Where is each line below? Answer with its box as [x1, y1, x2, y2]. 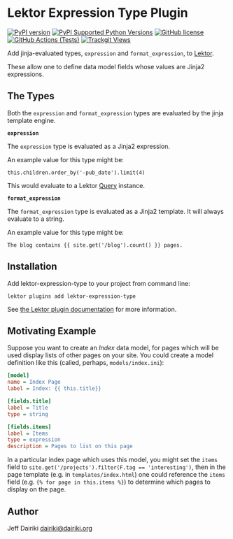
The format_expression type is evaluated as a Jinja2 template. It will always [7, 207, 224, 215]
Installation [7, 261, 57, 273]
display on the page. [7, 485, 66, 494]
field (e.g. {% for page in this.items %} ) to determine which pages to [7, 477, 211, 487]
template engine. [7, 116, 56, 124]
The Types [7, 90, 55, 102]
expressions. [7, 70, 44, 78]
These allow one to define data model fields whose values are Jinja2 [7, 62, 205, 71]
